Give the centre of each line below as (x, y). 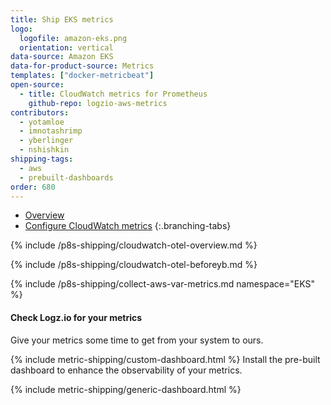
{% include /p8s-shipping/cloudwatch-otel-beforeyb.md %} (134, 265)
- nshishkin (44, 150)
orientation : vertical (66, 47)
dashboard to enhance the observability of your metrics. (126, 370)
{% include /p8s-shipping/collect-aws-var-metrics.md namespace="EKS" (162, 284)
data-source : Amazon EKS (62, 57)
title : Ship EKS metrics (62, 19)
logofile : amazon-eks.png (73, 38)
